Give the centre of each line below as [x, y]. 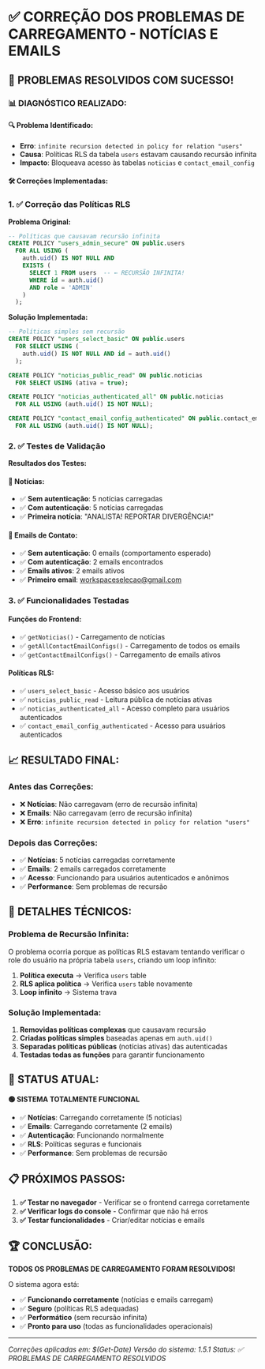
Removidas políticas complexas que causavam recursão [113, 1030]
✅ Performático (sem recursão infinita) [83, 1318]
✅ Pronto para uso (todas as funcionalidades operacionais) [116, 1326]
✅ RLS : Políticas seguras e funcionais [80, 1144]
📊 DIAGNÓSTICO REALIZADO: [67, 103]
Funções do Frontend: [45, 619]
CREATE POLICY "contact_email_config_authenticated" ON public [114, 418]
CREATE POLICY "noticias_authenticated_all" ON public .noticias [116, 397]
